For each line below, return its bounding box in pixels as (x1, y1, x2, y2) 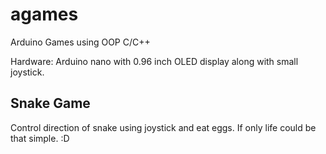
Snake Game (10, 95, 91, 112)
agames (10, 3, 79, 26)
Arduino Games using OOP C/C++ (10, 36, 151, 48)
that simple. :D (10, 132, 70, 144)
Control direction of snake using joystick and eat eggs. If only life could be (10, 121, 317, 133)
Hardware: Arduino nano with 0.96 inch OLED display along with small (10, 55, 299, 67)
